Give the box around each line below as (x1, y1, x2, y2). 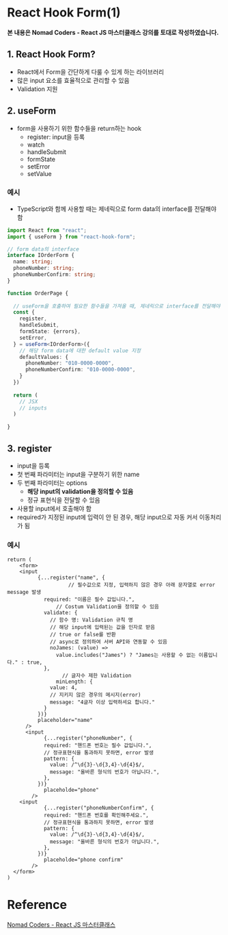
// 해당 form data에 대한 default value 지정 (19, 347, 141, 354)
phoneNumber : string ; (13, 265, 75, 272)
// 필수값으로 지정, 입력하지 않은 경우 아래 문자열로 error (68, 582, 216, 588)
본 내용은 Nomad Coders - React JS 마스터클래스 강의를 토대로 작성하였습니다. (7, 28, 219, 36)
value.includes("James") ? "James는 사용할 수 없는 (55, 652, 196, 659)
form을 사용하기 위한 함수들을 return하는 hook (16, 124, 142, 132)
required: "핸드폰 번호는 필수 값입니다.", (43, 742, 152, 749)
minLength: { (55, 678, 94, 686)
